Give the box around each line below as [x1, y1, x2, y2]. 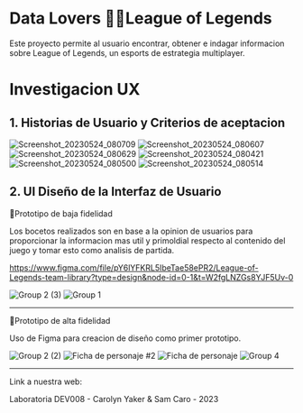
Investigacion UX [9, 79, 141, 100]
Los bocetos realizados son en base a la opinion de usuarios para [9, 225, 253, 236]
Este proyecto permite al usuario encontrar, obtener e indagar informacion [9, 38, 285, 49]
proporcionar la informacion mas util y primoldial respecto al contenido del [9, 234, 286, 246]
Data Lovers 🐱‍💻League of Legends [9, 8, 272, 29]
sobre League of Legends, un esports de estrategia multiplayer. [9, 47, 245, 58]
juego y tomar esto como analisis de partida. [9, 244, 175, 255]
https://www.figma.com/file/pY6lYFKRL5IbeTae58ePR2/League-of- [9, 262, 259, 273]
